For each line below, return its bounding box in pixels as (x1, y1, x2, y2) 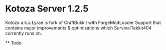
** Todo (5, 39, 22, 45)
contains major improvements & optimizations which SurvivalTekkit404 (5, 24, 152, 30)
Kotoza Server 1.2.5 (5, 3, 89, 14)
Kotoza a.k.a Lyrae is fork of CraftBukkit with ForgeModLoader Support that (5, 19, 161, 25)
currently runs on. (5, 30, 42, 36)
